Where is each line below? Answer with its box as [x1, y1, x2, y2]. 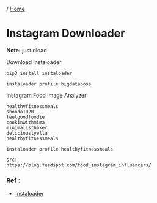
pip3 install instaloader [6, 70, 72, 76]
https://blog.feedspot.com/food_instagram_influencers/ [6, 162, 152, 168]
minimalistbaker [6, 124, 48, 130]
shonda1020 [6, 109, 34, 115]
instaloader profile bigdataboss [6, 80, 92, 87]
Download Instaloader [6, 58, 62, 66]
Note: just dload [6, 46, 47, 54]
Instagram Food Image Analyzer [6, 91, 87, 99]
